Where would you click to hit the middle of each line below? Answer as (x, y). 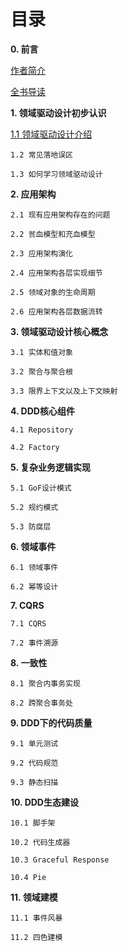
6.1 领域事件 (34, 567)
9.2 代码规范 (34, 763)
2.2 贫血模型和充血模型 (53, 234)
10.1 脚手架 (33, 823)
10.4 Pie (28, 877)
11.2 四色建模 (36, 937)
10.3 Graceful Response (60, 860)
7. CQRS (27, 605)
